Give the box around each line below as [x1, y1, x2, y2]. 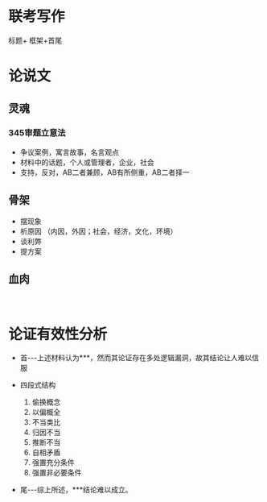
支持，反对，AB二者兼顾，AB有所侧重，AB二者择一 [19, 167, 191, 177]
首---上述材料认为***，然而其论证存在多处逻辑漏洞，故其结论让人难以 [19, 353, 253, 363]
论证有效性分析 [8, 325, 108, 343]
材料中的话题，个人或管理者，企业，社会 [19, 157, 154, 167]
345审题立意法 [8, 127, 66, 139]
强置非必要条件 [31, 468, 82, 478]
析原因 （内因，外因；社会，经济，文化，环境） [19, 226, 178, 236]
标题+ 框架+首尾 [8, 35, 63, 45]
